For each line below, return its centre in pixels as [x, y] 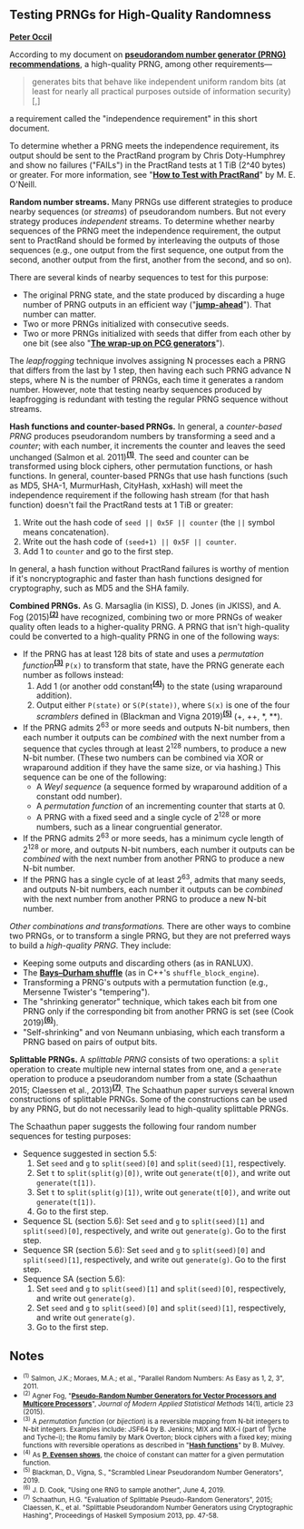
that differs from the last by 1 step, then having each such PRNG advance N [151, 370]
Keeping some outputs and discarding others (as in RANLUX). [138, 963]
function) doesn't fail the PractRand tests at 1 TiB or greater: [122, 505]
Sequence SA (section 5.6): [74, 1279]
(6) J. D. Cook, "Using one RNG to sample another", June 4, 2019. [123, 1490]
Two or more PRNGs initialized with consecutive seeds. [126, 323]
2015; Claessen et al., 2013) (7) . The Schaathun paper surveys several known [152, 1089]
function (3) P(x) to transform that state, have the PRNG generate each [153, 664]
